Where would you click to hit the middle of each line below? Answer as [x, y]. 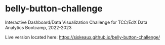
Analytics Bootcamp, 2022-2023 [38, 27]
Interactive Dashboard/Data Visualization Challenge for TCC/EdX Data [76, 22]
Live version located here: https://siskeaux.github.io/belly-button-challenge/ [83, 37]
